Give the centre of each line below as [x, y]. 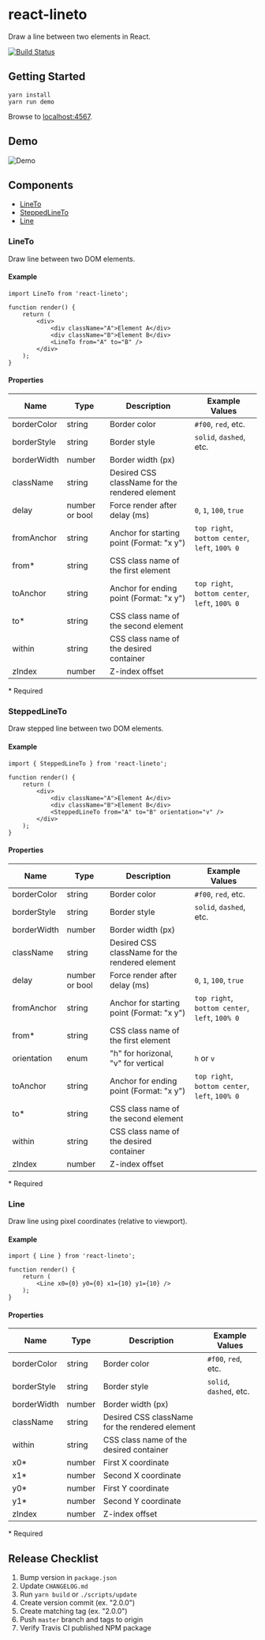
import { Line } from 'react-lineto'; [72, 1256]
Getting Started [47, 77]
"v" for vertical [136, 1063]
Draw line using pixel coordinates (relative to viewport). [98, 1221]
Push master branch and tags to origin [81, 1619]
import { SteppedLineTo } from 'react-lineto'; [88, 763]
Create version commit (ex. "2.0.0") [77, 1603]
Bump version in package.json [68, 1578]
